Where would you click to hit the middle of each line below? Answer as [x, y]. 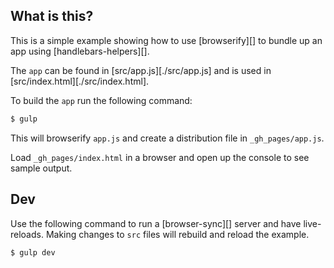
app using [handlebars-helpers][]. [80, 51]
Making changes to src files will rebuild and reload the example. [177, 234]
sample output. [41, 168]
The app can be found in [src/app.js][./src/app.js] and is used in [141, 70]
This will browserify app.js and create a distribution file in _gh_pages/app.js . [167, 138]
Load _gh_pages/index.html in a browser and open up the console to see [160, 157]
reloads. [27, 234]
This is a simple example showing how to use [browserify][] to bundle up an [166, 40]
